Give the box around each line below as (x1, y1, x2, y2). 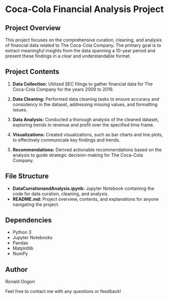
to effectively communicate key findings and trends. (12, 137, 121, 143)
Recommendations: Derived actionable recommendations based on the (12, 146, 162, 153)
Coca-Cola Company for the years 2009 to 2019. (12, 86, 114, 92)
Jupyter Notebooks (12, 235, 53, 241)
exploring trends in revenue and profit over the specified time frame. (12, 122, 154, 128)
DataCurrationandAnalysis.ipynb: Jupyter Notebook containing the (12, 185, 154, 191)
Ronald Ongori (5, 278, 35, 285)
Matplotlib (12, 245, 34, 251)
